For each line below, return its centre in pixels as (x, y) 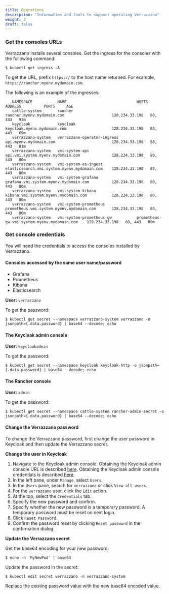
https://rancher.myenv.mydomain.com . (45, 82)
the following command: (30, 58)
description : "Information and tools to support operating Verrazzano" (82, 15)
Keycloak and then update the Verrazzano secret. (57, 444)
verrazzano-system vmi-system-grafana (55, 177)
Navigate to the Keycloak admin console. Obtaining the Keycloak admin (87, 464)
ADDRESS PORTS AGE (39, 106)
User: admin (17, 393)
